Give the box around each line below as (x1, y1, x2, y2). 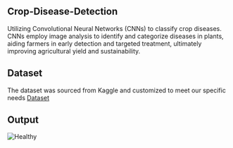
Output (7, 114, 39, 126)
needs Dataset (7, 93, 50, 101)
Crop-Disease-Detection (7, 6, 118, 18)
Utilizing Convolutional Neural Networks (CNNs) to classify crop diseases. (7, 24, 222, 32)
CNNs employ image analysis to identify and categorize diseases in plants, (7, 32, 224, 40)
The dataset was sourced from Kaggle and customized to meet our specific (7, 86, 227, 94)
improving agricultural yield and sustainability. (7, 47, 141, 55)
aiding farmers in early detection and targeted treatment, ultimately (7, 39, 202, 48)
